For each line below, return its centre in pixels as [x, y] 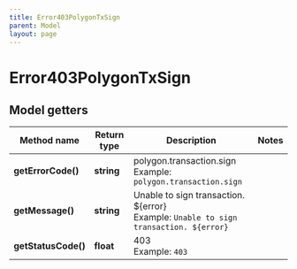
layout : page [33, 34]
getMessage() [44, 211]
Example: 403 [160, 251]
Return [110, 135]
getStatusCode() [49, 246]
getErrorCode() [46, 171]
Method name [49, 141]
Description [191, 141]
